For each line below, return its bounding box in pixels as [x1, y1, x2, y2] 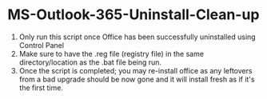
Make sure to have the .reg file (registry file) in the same [18, 49, 205, 58]
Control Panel [18, 40, 65, 49]
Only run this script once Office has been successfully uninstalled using [18, 32, 257, 42]
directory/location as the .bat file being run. [18, 57, 161, 67]
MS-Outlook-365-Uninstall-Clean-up [7, 6, 260, 24]
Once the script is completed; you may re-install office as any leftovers [18, 65, 253, 75]
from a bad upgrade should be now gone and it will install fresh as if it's [18, 74, 255, 84]
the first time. [18, 82, 63, 93]
